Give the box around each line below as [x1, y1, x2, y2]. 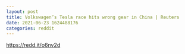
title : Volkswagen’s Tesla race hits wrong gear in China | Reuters [6, 14, 180, 20]
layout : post [6, 8, 39, 15]
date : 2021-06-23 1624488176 [6, 20, 79, 26]
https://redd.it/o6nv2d [6, 42, 61, 49]
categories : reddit [6, 25, 55, 31]
